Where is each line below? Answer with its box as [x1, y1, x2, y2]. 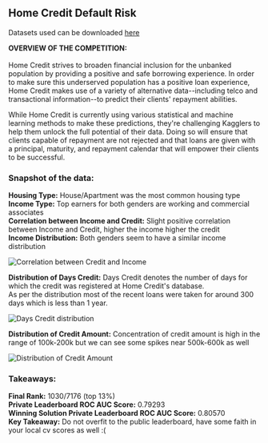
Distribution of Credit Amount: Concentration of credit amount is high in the [8, 329, 261, 339]
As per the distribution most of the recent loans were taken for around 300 [8, 290, 254, 300]
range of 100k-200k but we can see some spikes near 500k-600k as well [8, 338, 250, 348]
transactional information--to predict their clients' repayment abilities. [8, 94, 238, 103]
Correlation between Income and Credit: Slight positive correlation [8, 216, 230, 226]
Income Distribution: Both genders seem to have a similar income [8, 233, 226, 243]
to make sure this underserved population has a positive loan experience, [8, 77, 250, 87]
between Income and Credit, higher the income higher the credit [8, 224, 220, 235]
